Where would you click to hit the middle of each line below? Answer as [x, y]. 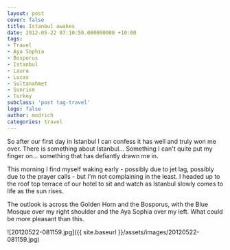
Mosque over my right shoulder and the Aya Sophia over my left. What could [115, 211]
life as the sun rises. [35, 191]
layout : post [26, 13]
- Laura [18, 71]
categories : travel [35, 122]
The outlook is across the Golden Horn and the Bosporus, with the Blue [107, 204]
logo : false [24, 109]
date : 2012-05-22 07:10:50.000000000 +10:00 [72, 33]
